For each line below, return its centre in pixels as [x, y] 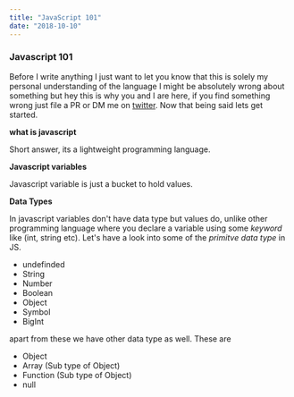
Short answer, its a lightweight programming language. [110, 149]
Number [37, 283]
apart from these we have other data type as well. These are [120, 338]
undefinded [43, 264]
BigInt [33, 321]
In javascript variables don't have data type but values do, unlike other [139, 218]
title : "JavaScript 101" [55, 17]
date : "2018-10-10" [46, 26]
